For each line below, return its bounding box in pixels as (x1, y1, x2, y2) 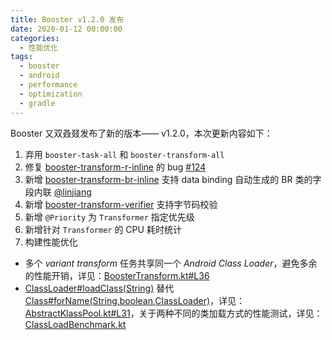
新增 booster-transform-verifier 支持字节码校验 (24, 198, 218, 210)
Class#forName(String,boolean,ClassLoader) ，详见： (24, 294, 246, 306)
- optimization (19, 89, 83, 99)
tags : (10, 52, 33, 62)
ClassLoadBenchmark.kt (24, 318, 127, 330)
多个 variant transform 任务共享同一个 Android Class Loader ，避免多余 (24, 257, 318, 269)
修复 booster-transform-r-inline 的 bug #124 (24, 161, 207, 173)
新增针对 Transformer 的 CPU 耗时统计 (24, 223, 182, 235)
